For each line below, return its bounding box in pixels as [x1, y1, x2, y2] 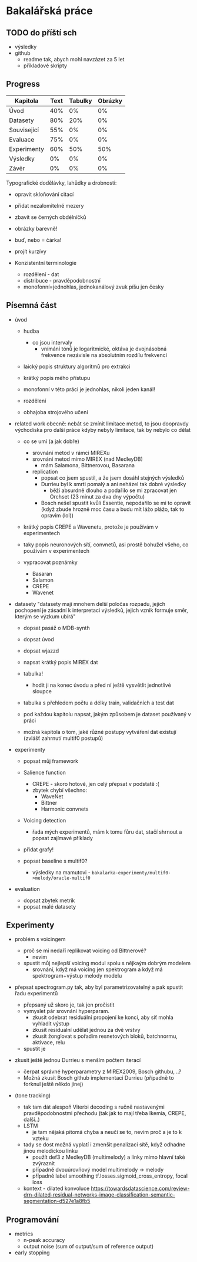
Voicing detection [23, 817, 66, 824]
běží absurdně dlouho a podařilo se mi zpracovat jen [49, 487, 178, 494]
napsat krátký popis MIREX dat [23, 658, 98, 666]
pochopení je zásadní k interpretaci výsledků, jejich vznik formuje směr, [14, 607, 188, 614]
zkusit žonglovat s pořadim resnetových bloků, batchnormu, [32, 1032, 178, 1040]
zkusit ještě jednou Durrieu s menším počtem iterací [14, 1057, 141, 1064]
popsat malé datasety [23, 903, 76, 910]
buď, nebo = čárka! [14, 236, 62, 243]
